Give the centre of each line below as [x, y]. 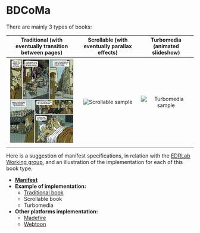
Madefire [35, 218]
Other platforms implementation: [56, 211]
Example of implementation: [50, 186]
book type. [19, 168]
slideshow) [166, 53]
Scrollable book [43, 199]
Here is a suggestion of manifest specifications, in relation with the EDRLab [98, 156]
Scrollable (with [108, 40]
